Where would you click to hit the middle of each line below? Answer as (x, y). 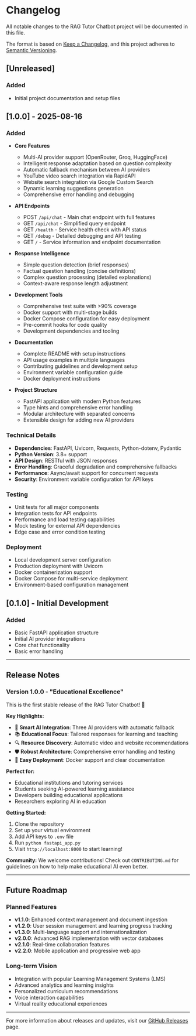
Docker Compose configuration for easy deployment (86, 319)
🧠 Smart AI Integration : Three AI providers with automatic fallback (94, 727)
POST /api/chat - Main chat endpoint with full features (89, 217)
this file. (15, 32)
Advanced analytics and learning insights (64, 985)
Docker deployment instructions (62, 379)
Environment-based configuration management (71, 585)
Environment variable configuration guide (73, 372)
